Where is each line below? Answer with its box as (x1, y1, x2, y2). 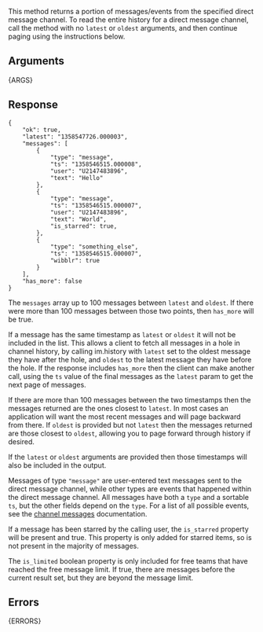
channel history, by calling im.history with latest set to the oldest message (8, 346, 251, 356)
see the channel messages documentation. (8, 509, 148, 518)
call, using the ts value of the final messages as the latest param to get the (8, 371, 254, 380)
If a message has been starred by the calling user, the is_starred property (8, 524, 249, 534)
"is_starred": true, (49, 222, 118, 230)
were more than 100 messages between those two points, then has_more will (8, 306, 254, 315)
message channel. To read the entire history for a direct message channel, (8, 15, 249, 24)
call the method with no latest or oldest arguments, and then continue (8, 24, 238, 32)
